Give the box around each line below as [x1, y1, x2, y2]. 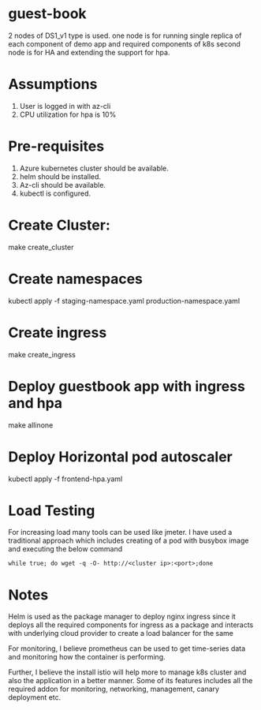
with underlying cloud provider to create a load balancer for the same [8, 629, 234, 638]
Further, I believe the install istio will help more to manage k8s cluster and [8, 667, 247, 677]
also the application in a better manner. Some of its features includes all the [8, 676, 253, 686]
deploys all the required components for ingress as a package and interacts [8, 620, 254, 630]
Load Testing [8, 502, 95, 519]
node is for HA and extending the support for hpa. [8, 47, 170, 57]
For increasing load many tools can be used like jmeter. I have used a [8, 528, 233, 537]
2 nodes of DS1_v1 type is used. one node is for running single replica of [8, 31, 242, 40]
